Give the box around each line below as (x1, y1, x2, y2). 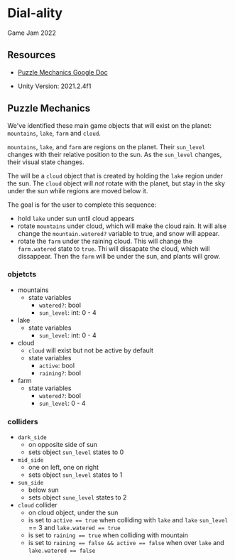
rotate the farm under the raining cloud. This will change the (17, 237, 193, 245)
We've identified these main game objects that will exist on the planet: (7, 121, 212, 129)
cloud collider (17, 501, 58, 510)
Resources (7, 49, 56, 61)
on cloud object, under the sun (28, 508, 119, 517)
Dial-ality (7, 5, 62, 21)
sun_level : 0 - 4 (38, 399, 86, 407)
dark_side (17, 434, 48, 441)
